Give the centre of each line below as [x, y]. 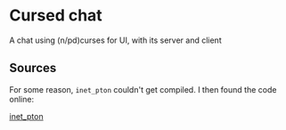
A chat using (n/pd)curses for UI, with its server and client [115, 40]
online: [21, 99]
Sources [33, 68]
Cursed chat [56, 16]
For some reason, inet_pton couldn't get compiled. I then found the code [143, 89]
